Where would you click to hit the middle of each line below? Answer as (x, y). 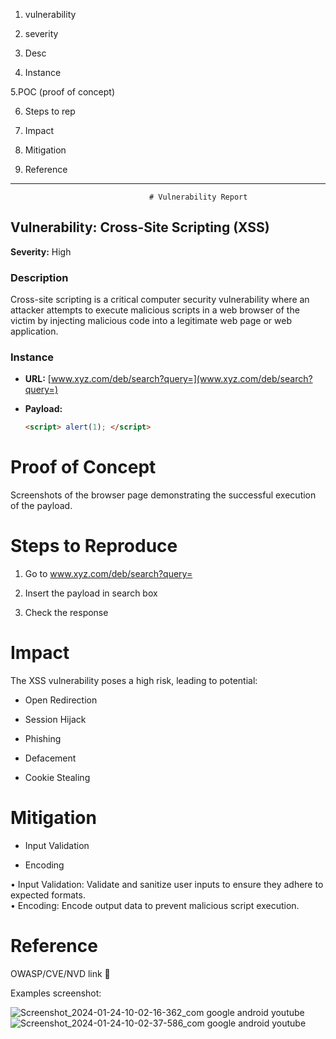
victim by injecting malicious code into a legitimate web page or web (151, 321)
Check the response (66, 613)
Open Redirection (61, 700)
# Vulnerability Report (198, 197)
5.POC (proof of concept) (62, 92)
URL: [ (38, 379)
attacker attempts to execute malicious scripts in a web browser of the (155, 310)
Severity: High (41, 251)
